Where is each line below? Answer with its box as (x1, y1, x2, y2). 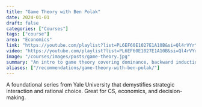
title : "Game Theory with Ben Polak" (6, 8, 101, 15)
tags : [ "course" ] (6, 31, 50, 37)
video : (6, 48, 23, 54)
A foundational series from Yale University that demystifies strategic (6, 81, 175, 88)
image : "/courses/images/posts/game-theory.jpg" (6, 53, 130, 60)
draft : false (6, 20, 39, 26)
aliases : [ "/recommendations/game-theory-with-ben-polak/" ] (6, 64, 161, 71)
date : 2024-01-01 (6, 14, 50, 20)
